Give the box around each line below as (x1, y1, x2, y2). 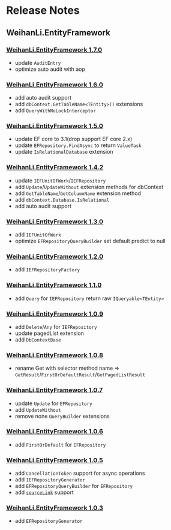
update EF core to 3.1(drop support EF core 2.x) (14, 136, 133, 143)
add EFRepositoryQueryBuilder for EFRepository (14, 483, 133, 490)
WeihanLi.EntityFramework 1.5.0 (6, 122, 104, 130)
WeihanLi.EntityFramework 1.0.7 (6, 386, 103, 394)
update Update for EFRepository (14, 400, 92, 407)
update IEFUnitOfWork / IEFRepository (14, 176, 106, 184)
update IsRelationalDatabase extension (14, 148, 113, 155)
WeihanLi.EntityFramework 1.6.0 (6, 80, 103, 89)
